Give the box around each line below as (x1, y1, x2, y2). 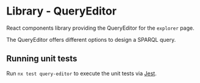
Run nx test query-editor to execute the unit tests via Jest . (6, 70, 157, 77)
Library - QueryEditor (6, 4, 117, 18)
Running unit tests (6, 53, 77, 64)
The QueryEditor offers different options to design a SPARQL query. (6, 36, 176, 43)
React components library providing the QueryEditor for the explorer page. (6, 24, 195, 32)
